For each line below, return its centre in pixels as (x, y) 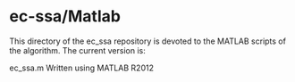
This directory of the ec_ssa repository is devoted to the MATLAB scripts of (147, 41)
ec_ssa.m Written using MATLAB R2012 (82, 68)
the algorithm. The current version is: (77, 50)
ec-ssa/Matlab (65, 16)
